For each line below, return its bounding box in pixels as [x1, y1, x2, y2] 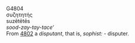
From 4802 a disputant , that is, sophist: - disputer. [6, 30, 130, 37]
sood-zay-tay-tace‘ [6, 24, 54, 31]
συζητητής [6, 11, 33, 18]
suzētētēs [6, 18, 30, 24]
